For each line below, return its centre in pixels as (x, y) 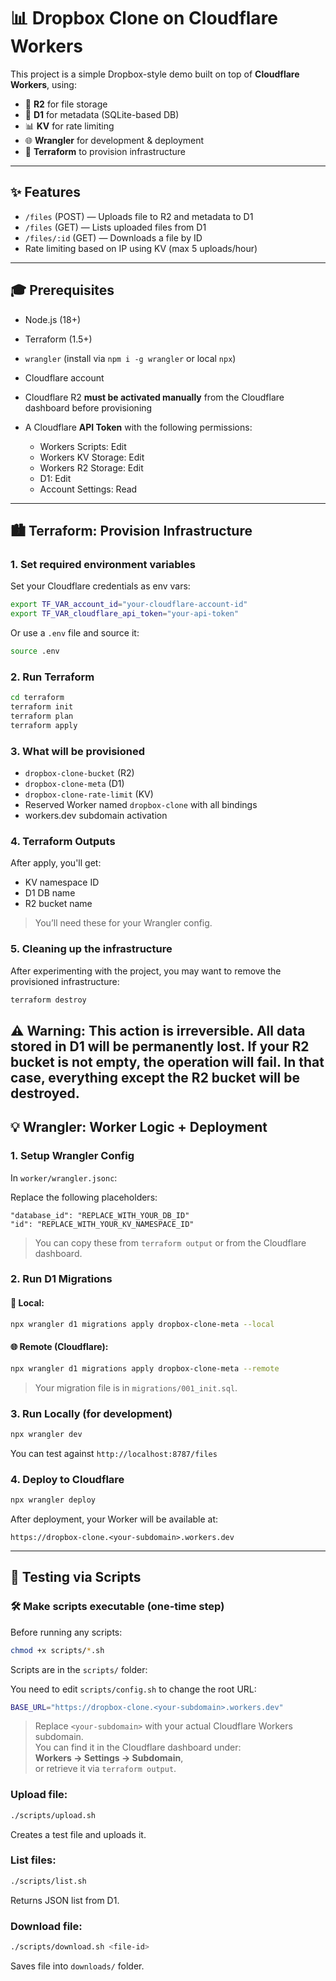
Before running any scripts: (66, 1632)
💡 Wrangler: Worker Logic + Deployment (139, 1127)
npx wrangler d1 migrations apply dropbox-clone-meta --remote (145, 1368)
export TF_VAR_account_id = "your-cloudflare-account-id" (129, 605)
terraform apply (44, 725)
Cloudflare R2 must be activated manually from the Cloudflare (154, 397)
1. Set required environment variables (103, 564)
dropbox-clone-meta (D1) (74, 783)
